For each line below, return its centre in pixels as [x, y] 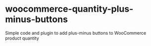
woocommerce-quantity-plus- [69, 9]
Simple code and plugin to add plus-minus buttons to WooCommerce [76, 33]
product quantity [22, 38]
